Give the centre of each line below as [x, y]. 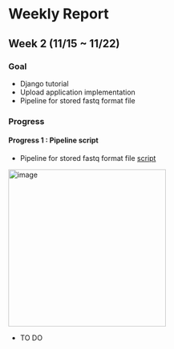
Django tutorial [45, 83]
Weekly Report [59, 14]
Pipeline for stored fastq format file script [88, 158]
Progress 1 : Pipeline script [53, 140]
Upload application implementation [78, 92]
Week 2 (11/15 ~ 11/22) [64, 44]
